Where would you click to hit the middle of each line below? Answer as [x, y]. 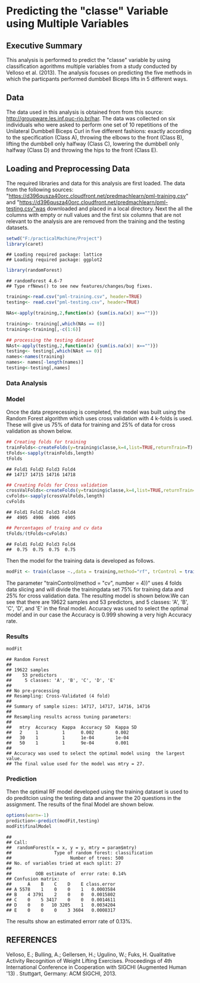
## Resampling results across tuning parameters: [69, 717]
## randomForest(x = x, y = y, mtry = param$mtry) [71, 848]
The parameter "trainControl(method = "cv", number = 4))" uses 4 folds [94, 583]
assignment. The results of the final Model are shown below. [80, 804]
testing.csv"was [26, 208]
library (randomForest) [34, 270]
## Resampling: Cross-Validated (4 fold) [58, 696]
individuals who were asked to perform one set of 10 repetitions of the [92, 125]
